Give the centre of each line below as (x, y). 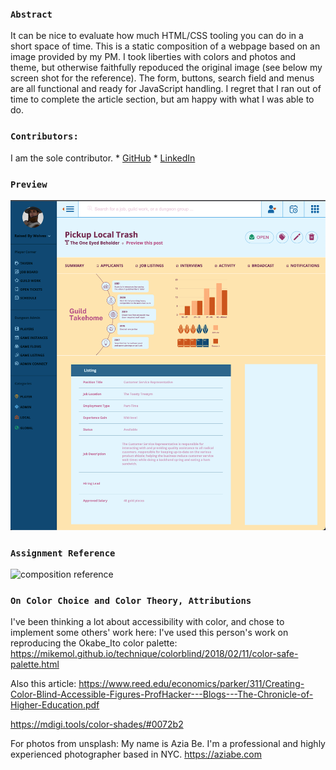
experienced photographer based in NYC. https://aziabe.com (136, 754)
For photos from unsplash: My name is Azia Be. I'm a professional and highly (168, 744)
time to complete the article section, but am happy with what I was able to (162, 99)
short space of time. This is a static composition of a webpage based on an (165, 46)
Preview (29, 184)
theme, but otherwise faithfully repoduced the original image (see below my (166, 68)
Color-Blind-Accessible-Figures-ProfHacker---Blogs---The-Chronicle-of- (162, 694)
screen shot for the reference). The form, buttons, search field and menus (162, 78)
